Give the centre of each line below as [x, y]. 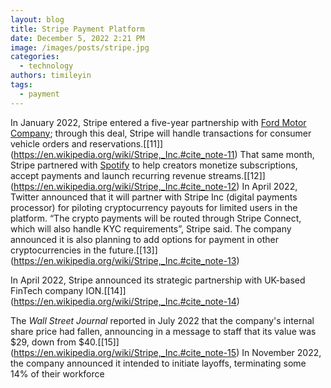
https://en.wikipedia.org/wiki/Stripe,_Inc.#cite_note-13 [125, 260]
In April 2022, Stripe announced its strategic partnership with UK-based [158, 280]
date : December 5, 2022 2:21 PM [77, 38]
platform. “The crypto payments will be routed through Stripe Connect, [156, 218]
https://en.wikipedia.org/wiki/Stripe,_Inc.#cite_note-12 [125, 186]
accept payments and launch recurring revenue [108, 175]
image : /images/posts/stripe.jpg [80, 47]
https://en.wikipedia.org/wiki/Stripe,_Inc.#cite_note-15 [125, 352]
